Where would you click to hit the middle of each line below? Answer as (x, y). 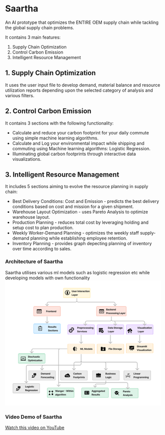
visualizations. (27, 159)
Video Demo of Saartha (34, 417)
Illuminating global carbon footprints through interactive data (74, 154)
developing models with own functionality (48, 278)
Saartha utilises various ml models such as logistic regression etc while (78, 272)
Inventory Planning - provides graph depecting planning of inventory (82, 244)
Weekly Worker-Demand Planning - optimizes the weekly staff (76, 233)
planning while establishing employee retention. (79, 238)
